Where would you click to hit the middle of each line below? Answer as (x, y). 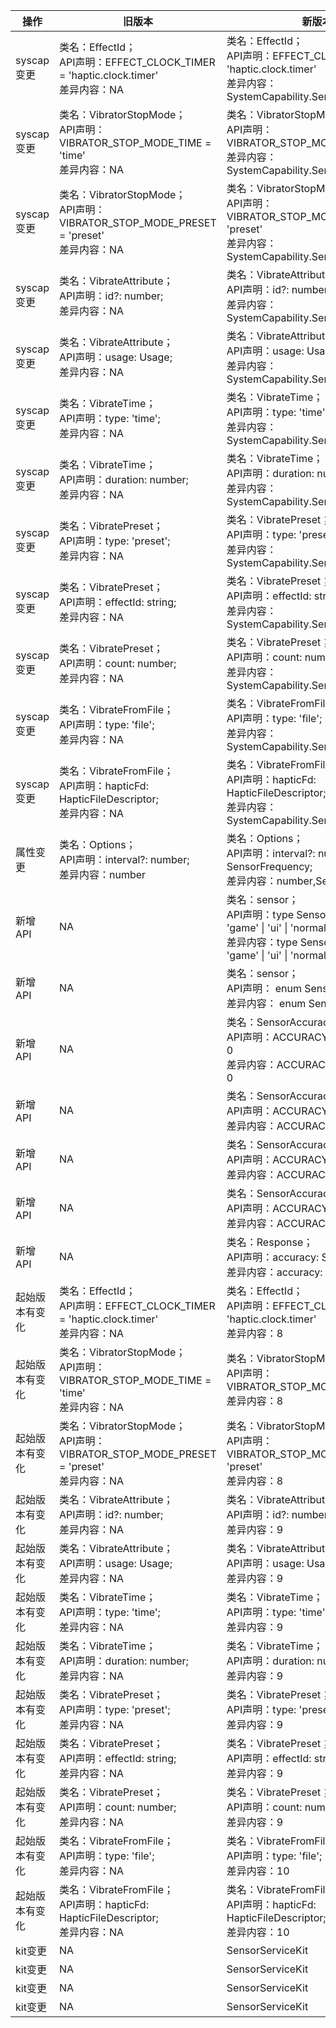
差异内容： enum (266, 1003)
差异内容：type (262, 942)
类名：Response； (270, 1242)
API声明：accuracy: (273, 1257)
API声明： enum (264, 988)
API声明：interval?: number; (124, 859)
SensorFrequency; (269, 866)
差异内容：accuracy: (274, 1272)
